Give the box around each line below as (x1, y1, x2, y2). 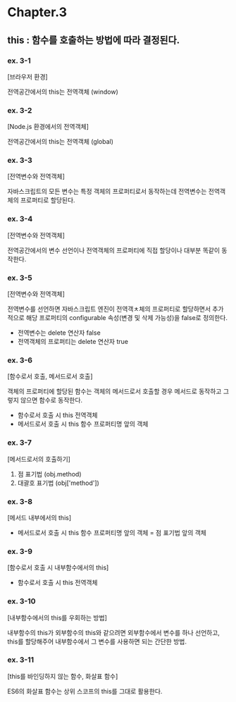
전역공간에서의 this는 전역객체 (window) (7, 87, 118, 96)
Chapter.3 (7, 4, 68, 20)
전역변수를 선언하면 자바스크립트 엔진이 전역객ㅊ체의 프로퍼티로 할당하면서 (7, 304, 211, 314)
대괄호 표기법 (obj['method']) (17, 479, 100, 487)
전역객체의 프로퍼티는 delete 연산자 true (17, 338, 129, 346)
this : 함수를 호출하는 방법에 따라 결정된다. (7, 34, 180, 46)
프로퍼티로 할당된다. (20, 196, 75, 204)
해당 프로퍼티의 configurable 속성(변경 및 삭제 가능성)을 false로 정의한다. (25, 314, 228, 322)
